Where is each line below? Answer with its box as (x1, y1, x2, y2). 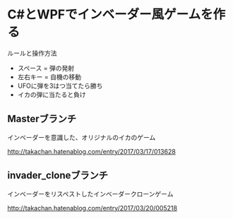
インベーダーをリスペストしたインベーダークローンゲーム (7, 189, 174, 198)
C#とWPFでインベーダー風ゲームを (7, 6, 213, 23)
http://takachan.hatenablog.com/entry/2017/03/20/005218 (7, 203, 178, 212)
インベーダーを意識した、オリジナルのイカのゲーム (7, 133, 156, 141)
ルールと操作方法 (7, 49, 57, 57)
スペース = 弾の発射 (17, 64, 75, 72)
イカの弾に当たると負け (17, 90, 86, 99)
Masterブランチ (7, 113, 77, 125)
